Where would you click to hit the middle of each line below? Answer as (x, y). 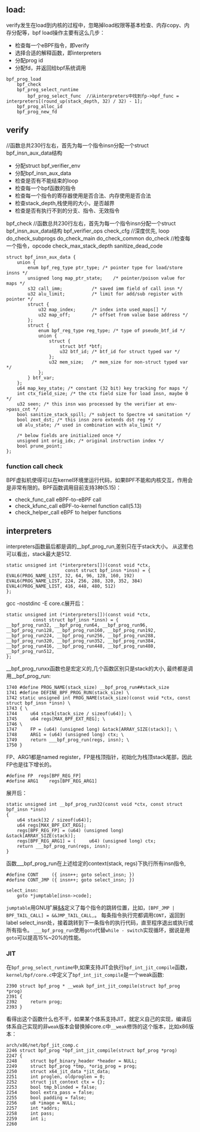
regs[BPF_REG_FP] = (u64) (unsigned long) (70, 830)
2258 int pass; (30, 1114)
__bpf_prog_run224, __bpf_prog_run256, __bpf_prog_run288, (81, 636)
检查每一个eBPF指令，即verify (52, 45)
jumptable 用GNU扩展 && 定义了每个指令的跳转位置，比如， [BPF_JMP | (90, 907)
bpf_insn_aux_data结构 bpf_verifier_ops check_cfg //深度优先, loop (88, 231)
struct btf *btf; (81, 346)
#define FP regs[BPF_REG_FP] (44, 776)
